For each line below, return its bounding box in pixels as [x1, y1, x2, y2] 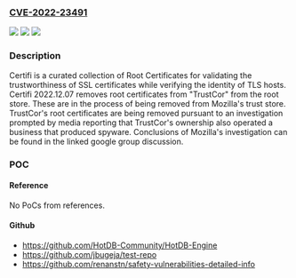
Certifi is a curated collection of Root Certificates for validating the [9, 69, 252, 81]
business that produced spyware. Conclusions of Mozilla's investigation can [9, 126, 288, 137]
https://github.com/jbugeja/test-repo [21, 249, 157, 259]
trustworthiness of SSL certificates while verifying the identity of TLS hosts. [9, 79, 286, 90]
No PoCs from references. [9, 200, 105, 210]
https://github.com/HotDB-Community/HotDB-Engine [21, 240, 218, 250]
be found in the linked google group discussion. [9, 136, 184, 147]
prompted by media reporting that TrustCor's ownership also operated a [9, 117, 274, 128]
